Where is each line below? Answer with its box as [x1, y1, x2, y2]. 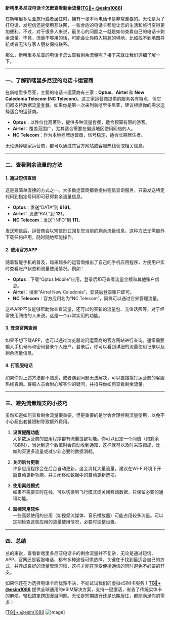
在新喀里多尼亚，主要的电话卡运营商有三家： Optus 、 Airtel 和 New [5, 89, 145, 95]
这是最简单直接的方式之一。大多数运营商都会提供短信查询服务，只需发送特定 [5, 187, 165, 193]
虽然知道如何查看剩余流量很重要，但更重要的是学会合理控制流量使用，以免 [5, 412, 160, 418]
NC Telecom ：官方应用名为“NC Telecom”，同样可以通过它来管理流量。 [12, 295, 162, 301]
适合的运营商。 [9, 109, 41, 115]
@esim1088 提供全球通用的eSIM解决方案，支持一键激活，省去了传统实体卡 [5, 586, 162, 592]
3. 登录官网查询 [5, 325, 37, 331]
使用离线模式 [12, 482, 39, 489]
